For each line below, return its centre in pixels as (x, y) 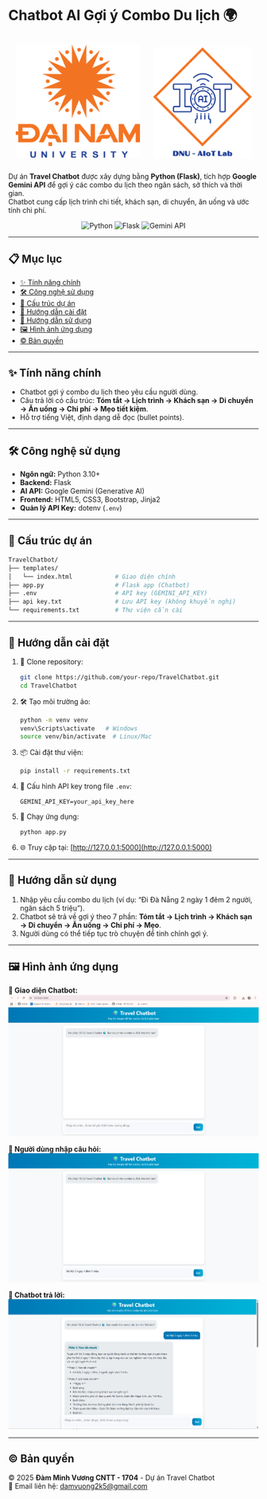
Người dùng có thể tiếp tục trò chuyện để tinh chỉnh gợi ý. (114, 933)
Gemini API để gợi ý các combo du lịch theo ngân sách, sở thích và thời (125, 185)
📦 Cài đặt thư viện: (51, 753)
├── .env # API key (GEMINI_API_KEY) (108, 593)
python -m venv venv (54, 720)
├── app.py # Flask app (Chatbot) (99, 585)
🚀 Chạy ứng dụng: (49, 816)
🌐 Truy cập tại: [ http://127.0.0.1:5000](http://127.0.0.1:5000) (116, 847)
